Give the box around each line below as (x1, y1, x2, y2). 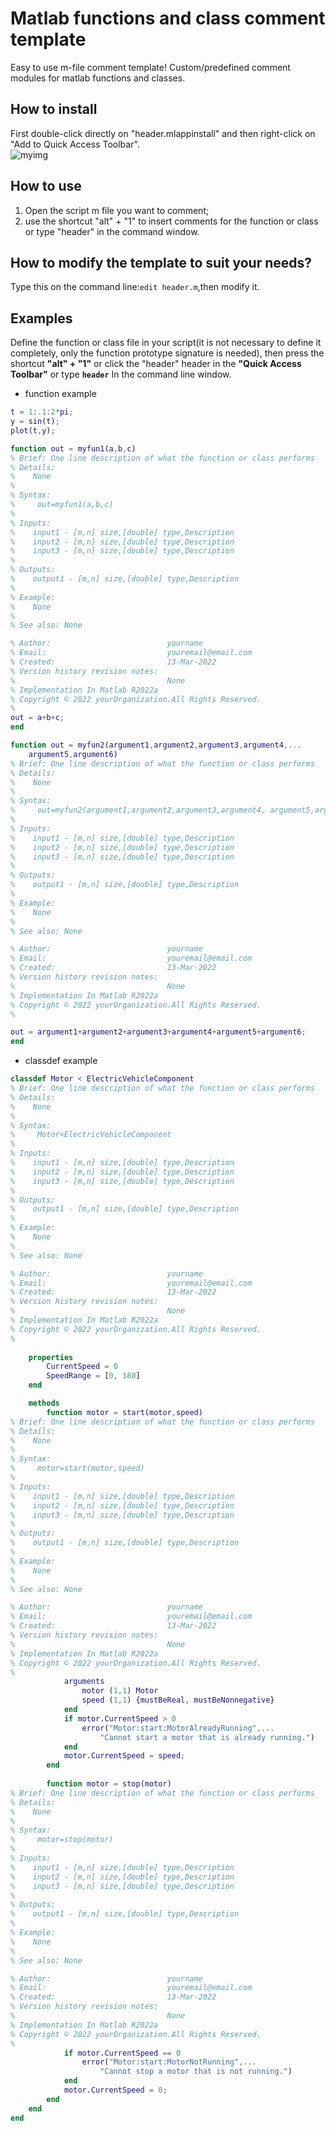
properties (28, 1352, 74, 1362)
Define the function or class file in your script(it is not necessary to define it (10, 337, 322, 349)
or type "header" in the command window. (24, 225, 200, 237)
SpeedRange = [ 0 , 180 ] (46, 1371, 141, 1381)
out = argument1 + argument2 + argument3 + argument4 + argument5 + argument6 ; (10, 1027, 307, 1037)
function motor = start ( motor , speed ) (46, 1407, 203, 1417)
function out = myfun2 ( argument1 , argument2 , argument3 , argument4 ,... (10, 740, 302, 751)
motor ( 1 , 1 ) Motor (81, 1686, 159, 1696)
